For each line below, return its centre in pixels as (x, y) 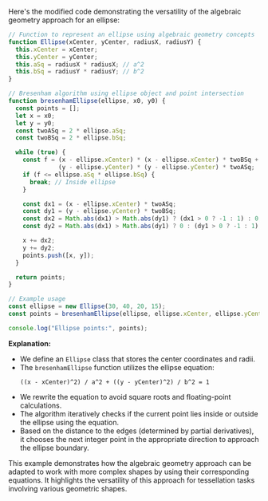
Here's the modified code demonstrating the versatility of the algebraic (125, 12)
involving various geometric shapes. (68, 488)
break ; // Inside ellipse (72, 182)
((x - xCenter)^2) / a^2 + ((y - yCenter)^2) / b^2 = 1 (114, 382)
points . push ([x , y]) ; (58, 255)
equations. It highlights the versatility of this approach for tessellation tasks (132, 480)
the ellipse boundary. (54, 448)
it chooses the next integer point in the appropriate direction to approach (139, 439)
